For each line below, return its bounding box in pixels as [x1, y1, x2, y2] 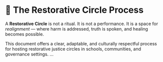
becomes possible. [5, 31, 44, 37]
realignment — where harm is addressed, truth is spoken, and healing [5, 26, 149, 31]
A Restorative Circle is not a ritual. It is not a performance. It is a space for [5, 21, 159, 27]
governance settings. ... [5, 51, 54, 57]
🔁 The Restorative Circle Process [5, 4, 144, 16]
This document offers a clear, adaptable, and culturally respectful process [5, 40, 157, 46]
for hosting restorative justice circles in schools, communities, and [5, 46, 141, 52]
